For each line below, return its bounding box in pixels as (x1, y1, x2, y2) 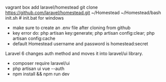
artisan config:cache (12, 35, 55, 41)
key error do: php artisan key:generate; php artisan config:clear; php (12, 30, 155, 36)
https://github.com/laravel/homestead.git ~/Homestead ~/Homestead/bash (5, 10, 161, 16)
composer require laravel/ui (12, 60, 70, 66)
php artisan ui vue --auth (12, 65, 64, 71)
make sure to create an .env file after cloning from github (12, 25, 131, 31)
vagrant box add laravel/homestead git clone (5, 5, 98, 10)
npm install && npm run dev (12, 71, 70, 77)
